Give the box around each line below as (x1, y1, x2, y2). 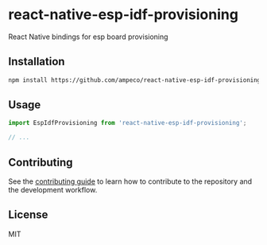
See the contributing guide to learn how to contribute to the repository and (8, 177, 253, 186)
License (8, 208, 48, 222)
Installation (8, 55, 65, 68)
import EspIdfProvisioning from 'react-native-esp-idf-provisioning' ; (8, 119, 247, 127)
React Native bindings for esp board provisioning (8, 32, 168, 41)
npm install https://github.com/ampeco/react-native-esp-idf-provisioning (8, 76, 261, 84)
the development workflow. (8, 185, 98, 194)
